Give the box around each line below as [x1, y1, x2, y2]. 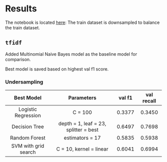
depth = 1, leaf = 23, [58, 120, 107, 127]
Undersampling [5, 78, 44, 85]
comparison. [5, 56, 31, 62]
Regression [14, 112, 41, 119]
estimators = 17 [64, 135, 101, 142]
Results [5, 3, 37, 14]
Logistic [18, 106, 37, 113]
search [19, 149, 36, 156]
